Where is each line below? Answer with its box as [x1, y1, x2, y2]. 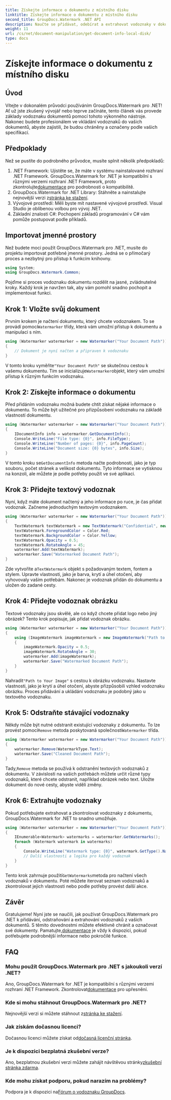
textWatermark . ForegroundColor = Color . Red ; [14, 528, 110, 533]
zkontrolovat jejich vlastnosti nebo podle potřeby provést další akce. [5, 883, 148, 889]
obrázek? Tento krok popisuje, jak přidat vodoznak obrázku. [5, 616, 131, 622]
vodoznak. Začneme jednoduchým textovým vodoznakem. [5, 504, 128, 510]
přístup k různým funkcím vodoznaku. [5, 373, 85, 379]
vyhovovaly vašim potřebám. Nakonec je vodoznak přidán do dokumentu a [5, 576, 162, 583]
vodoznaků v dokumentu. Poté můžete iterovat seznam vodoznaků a [5, 877, 149, 884]
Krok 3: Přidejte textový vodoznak [5, 485, 116, 494]
